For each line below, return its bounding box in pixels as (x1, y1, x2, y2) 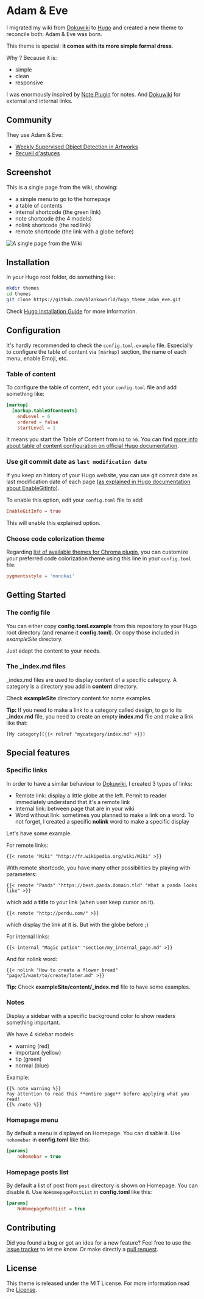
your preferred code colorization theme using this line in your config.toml (6, 554, 192, 562)
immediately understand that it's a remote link (15, 798, 130, 805)
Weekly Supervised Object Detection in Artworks (15, 143, 138, 150)
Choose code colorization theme (6, 534, 105, 543)
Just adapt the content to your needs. (6, 647, 101, 654)
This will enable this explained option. (6, 519, 100, 526)
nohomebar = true (17, 1153, 62, 1160)
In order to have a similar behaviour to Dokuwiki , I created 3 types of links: (6, 780, 193, 787)
